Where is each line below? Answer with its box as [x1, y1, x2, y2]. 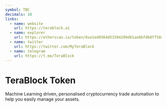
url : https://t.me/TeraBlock [14, 53, 75, 58]
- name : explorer [9, 30, 46, 35]
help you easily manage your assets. [5, 96, 80, 102]
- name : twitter [9, 40, 43, 45]
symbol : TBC [5, 7, 30, 12]
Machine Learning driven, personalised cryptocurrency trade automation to [5, 91, 160, 97]
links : [5, 16, 19, 21]
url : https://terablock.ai [14, 26, 70, 31]
